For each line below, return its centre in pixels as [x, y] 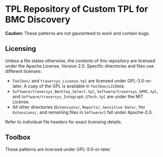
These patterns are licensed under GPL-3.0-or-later [58, 149]
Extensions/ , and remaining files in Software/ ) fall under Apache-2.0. [82, 112]
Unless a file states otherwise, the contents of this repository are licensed [80, 61]
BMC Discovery [38, 20]
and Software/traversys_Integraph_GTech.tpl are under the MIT [78, 96]
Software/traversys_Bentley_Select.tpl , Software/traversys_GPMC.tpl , [85, 91]
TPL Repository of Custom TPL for [77, 9]
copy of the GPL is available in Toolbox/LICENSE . [77, 86]
